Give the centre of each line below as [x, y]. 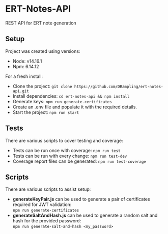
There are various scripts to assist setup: [48, 189]
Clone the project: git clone [42, 86]
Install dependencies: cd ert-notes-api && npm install [71, 96]
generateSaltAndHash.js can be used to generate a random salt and [85, 215]
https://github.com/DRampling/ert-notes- [119, 86]
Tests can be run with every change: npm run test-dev [70, 156]
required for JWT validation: [42, 204]
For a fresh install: [24, 76]
